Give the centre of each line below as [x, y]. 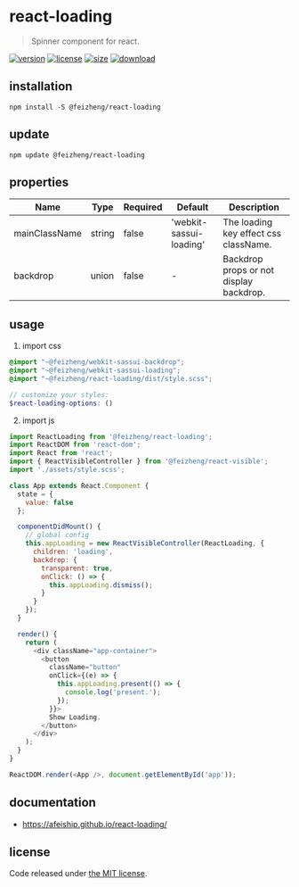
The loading [247, 222]
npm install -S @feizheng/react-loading [85, 107]
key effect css [252, 234]
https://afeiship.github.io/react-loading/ [94, 824]
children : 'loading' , [73, 552]
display [238, 281]
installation [41, 87]
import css [42, 346]
